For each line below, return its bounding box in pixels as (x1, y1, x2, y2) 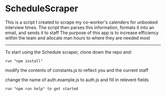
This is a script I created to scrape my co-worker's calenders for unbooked (5, 19, 158, 25)
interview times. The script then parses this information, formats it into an (5, 24, 155, 30)
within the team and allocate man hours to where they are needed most (5, 35, 150, 41)
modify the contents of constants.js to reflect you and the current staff (5, 67, 149, 73)
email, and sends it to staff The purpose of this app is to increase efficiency (5, 30, 159, 35)
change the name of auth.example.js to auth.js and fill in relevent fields (5, 77, 149, 83)
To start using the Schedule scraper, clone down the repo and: (5, 49, 132, 55)
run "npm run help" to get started (5, 86, 79, 91)
